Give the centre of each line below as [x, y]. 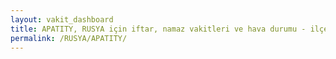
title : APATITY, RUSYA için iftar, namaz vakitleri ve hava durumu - [158, 29]
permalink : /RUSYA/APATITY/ [69, 38]
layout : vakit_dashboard [62, 19]
